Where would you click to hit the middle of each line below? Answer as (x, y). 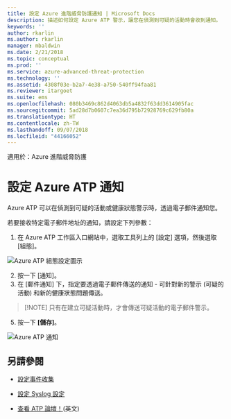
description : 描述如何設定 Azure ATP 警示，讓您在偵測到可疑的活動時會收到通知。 (114, 20)
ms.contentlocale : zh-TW (43, 123)
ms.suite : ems (28, 98)
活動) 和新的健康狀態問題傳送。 (62, 293)
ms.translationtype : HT (42, 117)
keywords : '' (26, 26)
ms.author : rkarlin (35, 40)
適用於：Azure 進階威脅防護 (47, 157)
